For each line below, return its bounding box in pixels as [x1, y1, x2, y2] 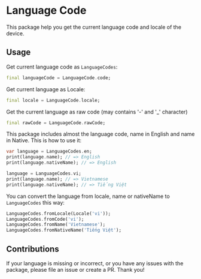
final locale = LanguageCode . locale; [6, 97, 100, 103]
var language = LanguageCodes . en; [6, 148, 93, 155]
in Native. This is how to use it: [6, 137, 82, 144]
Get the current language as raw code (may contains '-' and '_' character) [6, 108, 188, 115]
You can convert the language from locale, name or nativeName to [6, 193, 170, 200]
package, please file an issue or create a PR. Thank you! [6, 266, 145, 273]
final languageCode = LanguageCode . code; [6, 74, 111, 81]
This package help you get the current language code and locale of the [6, 23, 181, 31]
